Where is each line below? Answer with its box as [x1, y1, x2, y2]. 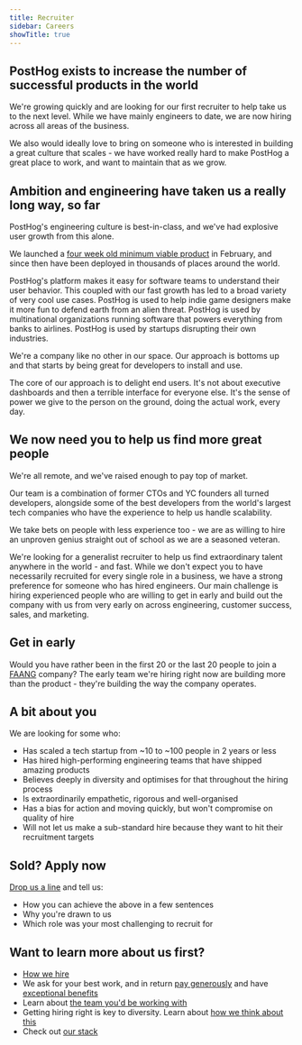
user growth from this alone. [9, 231, 114, 242]
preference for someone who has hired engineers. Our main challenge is [9, 580, 279, 591]
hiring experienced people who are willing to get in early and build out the [9, 590, 284, 600]
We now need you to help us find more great [9, 432, 262, 447]
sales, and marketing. [9, 609, 89, 619]
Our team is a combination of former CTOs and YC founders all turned [9, 488, 270, 499]
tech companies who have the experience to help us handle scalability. [9, 507, 273, 518]
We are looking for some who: [9, 728, 121, 739]
